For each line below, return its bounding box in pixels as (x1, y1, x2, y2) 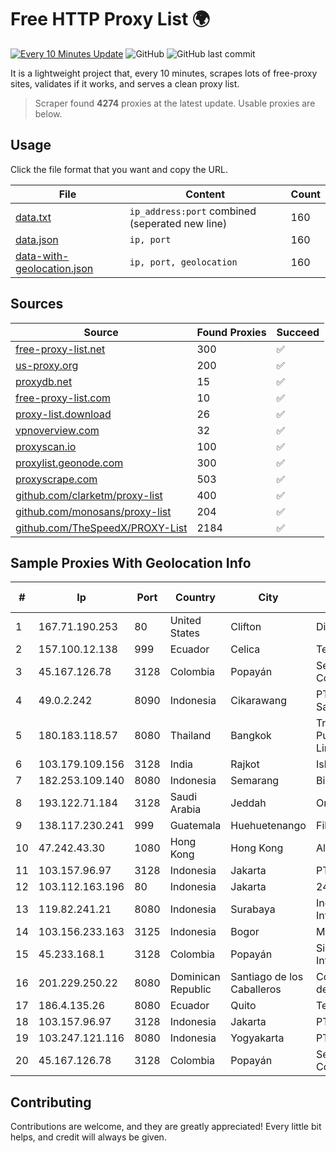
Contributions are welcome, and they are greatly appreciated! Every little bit (10, 1121, 322, 1133)
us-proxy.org (15, 358, 79, 372)
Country (175, 591, 216, 605)
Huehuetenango (230, 819, 307, 833)
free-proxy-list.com (15, 391, 112, 405)
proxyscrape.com (15, 472, 98, 486)
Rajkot (230, 757, 260, 771)
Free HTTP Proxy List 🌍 (10, 8, 211, 31)
